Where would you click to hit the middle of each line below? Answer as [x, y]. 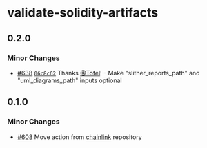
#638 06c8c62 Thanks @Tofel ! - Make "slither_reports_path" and [108, 73]
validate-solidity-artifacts [83, 13]
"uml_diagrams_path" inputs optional [69, 80]
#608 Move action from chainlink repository [80, 137]
